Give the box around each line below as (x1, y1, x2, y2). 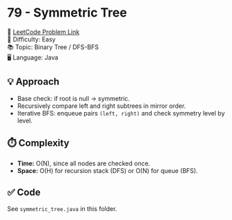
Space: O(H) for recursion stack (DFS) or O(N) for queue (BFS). (17, 166, 198, 174)
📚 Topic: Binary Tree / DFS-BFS (7, 43, 99, 51)
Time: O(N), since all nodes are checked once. (17, 159, 151, 167)
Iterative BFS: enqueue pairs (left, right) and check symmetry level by (17, 109, 226, 117)
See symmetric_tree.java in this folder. (7, 205, 117, 213)
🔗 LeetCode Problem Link (7, 28, 80, 36)
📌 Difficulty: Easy (7, 35, 56, 43)
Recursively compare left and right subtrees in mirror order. (17, 102, 186, 110)
